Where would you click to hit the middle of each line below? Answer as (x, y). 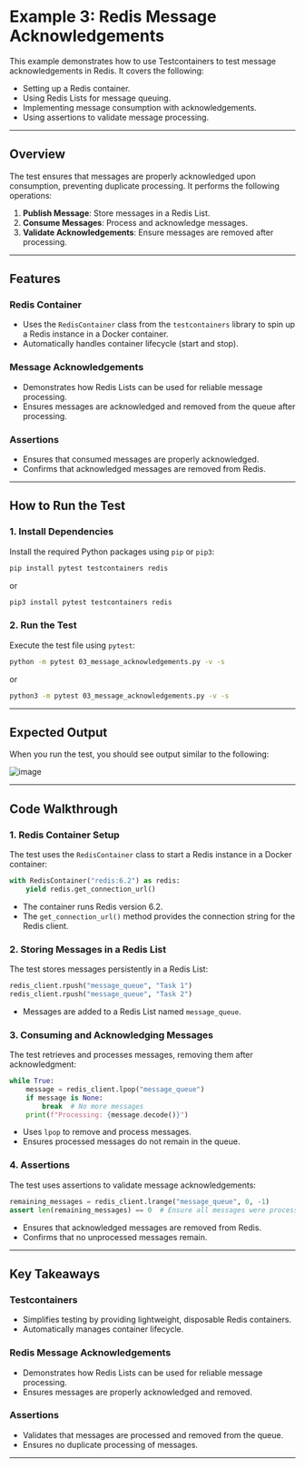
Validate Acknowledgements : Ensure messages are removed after (148, 232)
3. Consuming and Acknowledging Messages (111, 1034)
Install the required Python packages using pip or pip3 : (112, 552)
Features (35, 279)
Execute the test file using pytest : (73, 645)
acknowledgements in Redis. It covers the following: (107, 71)
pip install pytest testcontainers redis (89, 568)
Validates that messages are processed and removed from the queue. (153, 1434)
